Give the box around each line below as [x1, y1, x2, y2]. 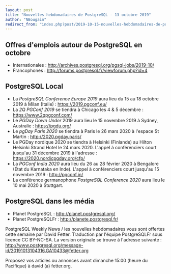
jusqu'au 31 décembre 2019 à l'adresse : [12, 150, 98, 156]
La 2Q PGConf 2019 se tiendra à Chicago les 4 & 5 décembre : [12, 106, 144, 113]
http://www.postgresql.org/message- [5, 242, 83, 248]
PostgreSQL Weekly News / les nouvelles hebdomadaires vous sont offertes [5, 226, 165, 232]
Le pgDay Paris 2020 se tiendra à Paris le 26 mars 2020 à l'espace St [12, 128, 159, 134]
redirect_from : [5, 21, 38, 27]
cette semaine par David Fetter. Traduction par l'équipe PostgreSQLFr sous [5, 231, 163, 237]
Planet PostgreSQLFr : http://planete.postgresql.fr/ [12, 216, 119, 222]
